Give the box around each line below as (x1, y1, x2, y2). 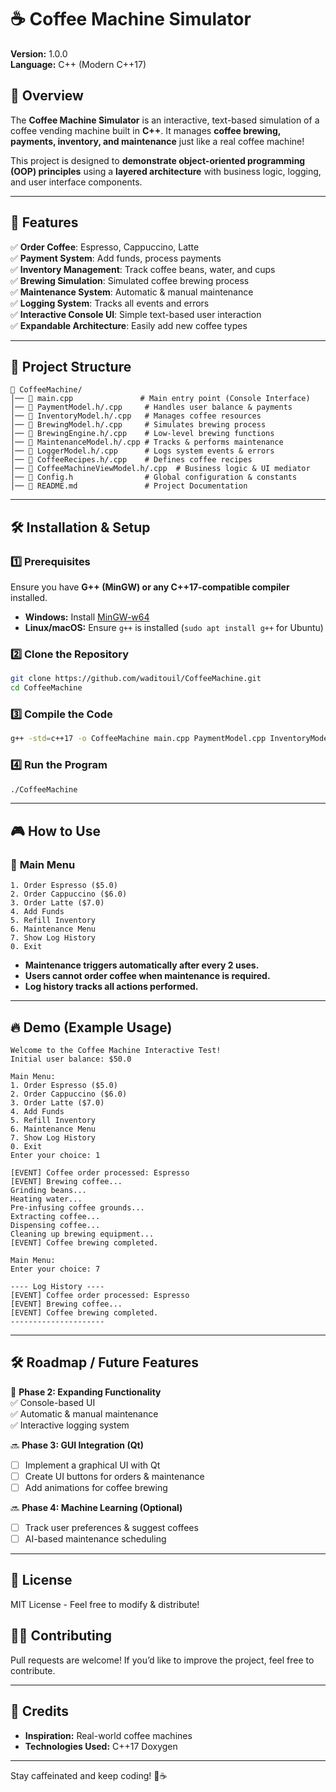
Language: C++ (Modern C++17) (10, 58, 147, 70)
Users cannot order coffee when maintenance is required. (24, 970, 271, 982)
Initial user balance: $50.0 (10, 1054, 132, 1064)
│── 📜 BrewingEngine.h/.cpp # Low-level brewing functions (10, 429, 275, 439)
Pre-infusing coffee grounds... (10, 1202, 145, 1213)
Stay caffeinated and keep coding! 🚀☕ (10, 1769, 168, 1781)
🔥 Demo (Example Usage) (10, 1019, 173, 1036)
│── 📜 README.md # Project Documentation (10, 481, 248, 491)
